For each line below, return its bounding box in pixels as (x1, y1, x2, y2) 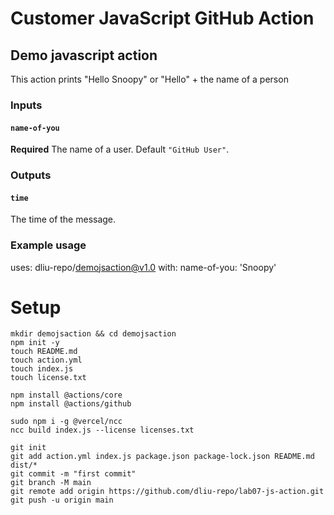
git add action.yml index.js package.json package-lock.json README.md (10, 452, 315, 462)
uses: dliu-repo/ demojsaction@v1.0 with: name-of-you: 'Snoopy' (10, 261, 277, 273)
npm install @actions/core (10, 390, 123, 401)
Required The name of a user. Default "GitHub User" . (10, 143, 230, 156)
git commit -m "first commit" (10, 469, 137, 479)
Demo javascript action (10, 47, 158, 64)
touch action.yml (10, 355, 83, 366)
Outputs (10, 168, 52, 182)
